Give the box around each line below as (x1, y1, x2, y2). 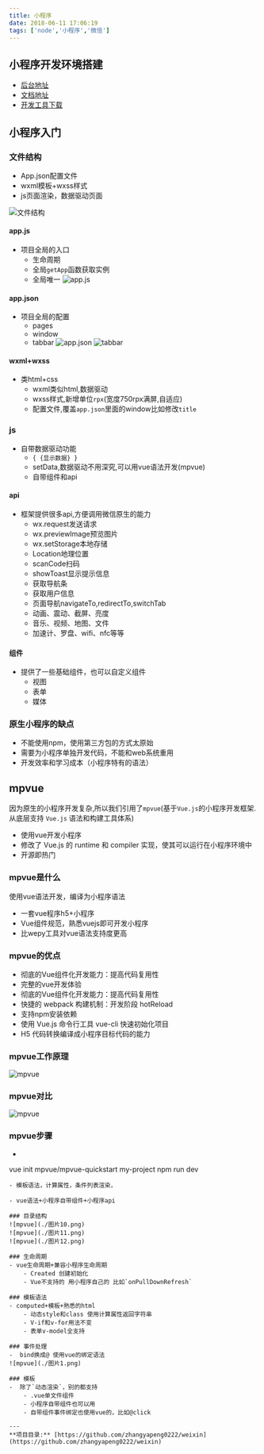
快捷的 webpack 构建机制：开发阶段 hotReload (20, 999, 174, 1009)
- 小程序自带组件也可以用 (23, 1400, 96, 1408)
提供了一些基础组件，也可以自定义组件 (20, 667, 146, 677)
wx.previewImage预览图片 (32, 529, 118, 538)
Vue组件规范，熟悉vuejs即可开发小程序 (20, 918, 149, 928)
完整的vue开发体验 (20, 979, 82, 989)
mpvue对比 (9, 1090, 53, 1102)
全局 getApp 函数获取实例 (32, 265, 110, 275)
